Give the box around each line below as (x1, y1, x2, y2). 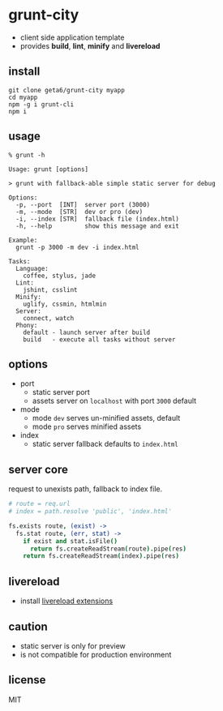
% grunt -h (8, 151, 45, 159)
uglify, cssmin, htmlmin (23, 300, 107, 308)
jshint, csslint (23, 285, 79, 293)
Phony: (15, 321, 38, 329)
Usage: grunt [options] (8, 165, 89, 173)
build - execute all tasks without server (23, 335, 176, 344)
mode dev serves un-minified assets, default (32, 413, 181, 423)
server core (8, 462, 69, 476)
